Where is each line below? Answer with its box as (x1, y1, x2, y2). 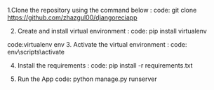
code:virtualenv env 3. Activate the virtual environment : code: (7, 40, 187, 48)
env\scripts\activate (7, 48, 65, 56)
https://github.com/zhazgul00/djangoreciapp (7, 13, 138, 22)
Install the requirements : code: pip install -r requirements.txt (17, 61, 193, 69)
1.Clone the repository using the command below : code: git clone (7, 6, 197, 14)
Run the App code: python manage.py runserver (17, 75, 157, 83)
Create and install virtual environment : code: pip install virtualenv (17, 27, 207, 35)
